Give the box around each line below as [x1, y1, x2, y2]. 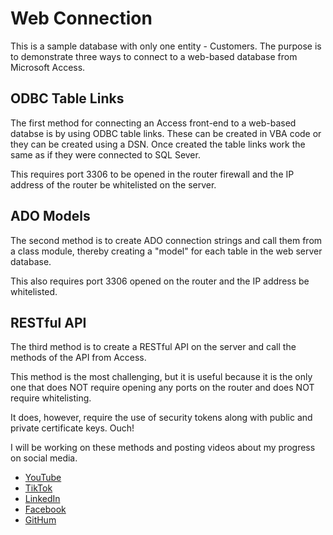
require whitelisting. [10, 392, 92, 404]
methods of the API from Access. [10, 352, 147, 364]
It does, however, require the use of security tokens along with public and [10, 412, 313, 424]
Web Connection [10, 7, 153, 30]
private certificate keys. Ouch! [10, 422, 135, 434]
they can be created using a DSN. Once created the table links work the [10, 138, 306, 150]
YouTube [24, 472, 62, 484]
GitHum [24, 514, 57, 526]
